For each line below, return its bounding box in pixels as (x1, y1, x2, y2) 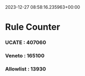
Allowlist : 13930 (5, 65, 46, 72)
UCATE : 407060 (5, 39, 46, 46)
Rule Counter (5, 22, 60, 33)
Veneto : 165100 (5, 52, 44, 59)
